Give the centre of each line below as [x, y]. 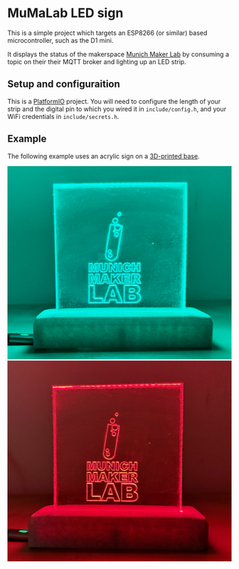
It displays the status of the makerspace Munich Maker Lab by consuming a [118, 54]
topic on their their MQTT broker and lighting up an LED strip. [97, 61]
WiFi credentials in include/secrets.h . [63, 116]
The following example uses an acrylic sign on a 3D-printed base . [104, 156]
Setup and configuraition [64, 84]
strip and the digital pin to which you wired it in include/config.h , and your [117, 109]
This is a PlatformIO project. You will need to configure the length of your [114, 101]
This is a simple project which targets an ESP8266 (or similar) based [107, 33]
